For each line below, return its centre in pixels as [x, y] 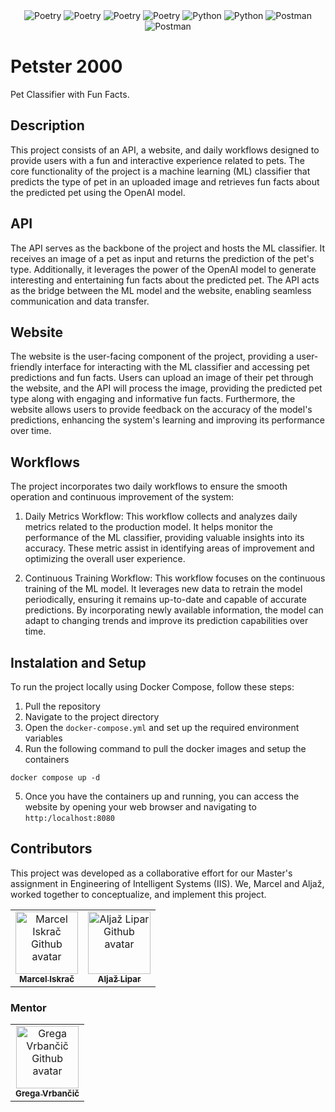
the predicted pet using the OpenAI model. [98, 192]
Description [47, 125]
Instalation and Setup [78, 662]
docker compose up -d [55, 778]
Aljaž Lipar [119, 978]
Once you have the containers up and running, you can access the [162, 796]
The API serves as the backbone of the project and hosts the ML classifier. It [168, 248]
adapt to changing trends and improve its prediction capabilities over [166, 621]
